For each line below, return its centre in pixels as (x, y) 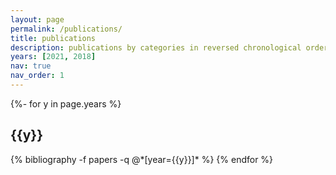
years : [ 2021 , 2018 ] (53, 57)
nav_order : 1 (37, 76)
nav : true (31, 66)
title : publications (53, 38)
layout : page (37, 19)
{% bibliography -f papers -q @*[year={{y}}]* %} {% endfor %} (142, 159)
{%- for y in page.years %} (66, 103)
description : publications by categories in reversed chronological (156, 47)
